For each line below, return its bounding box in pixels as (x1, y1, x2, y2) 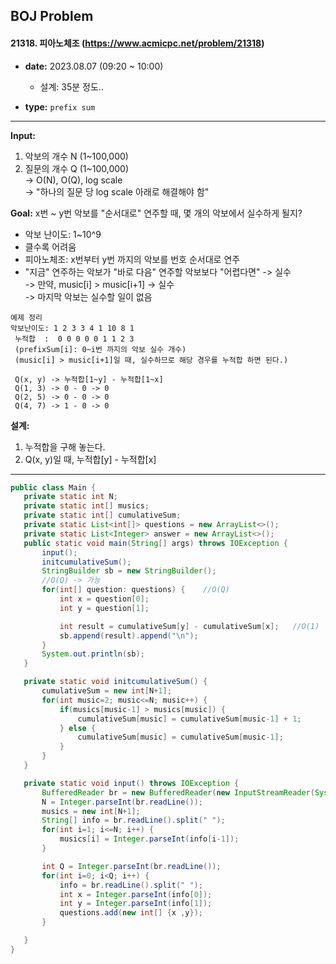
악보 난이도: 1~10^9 (24, 228, 102, 240)
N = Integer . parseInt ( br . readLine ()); (41, 797, 203, 807)
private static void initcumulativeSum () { (23, 677, 208, 687)
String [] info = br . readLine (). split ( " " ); (41, 815, 226, 826)
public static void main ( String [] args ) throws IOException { (23, 538, 288, 548)
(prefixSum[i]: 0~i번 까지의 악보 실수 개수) (14, 344, 187, 354)
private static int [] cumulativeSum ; (23, 510, 182, 521)
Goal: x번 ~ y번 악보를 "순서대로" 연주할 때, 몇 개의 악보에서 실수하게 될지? (10, 207, 303, 219)
